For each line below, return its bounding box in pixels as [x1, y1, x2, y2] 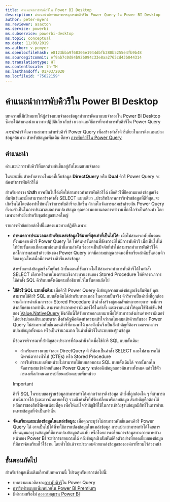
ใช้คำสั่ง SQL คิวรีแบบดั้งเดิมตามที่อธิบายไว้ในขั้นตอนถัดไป [12, 277, 110, 283]
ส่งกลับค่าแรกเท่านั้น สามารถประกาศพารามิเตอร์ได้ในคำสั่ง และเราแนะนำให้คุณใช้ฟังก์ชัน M [12, 304, 162, 311]
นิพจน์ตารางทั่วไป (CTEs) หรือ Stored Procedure [20, 353, 111, 359]
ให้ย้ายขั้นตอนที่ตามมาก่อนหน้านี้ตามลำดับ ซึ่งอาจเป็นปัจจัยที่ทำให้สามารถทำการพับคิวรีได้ [12, 244, 158, 250]
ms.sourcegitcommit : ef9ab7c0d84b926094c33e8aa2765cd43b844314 [5, 54, 142, 60]
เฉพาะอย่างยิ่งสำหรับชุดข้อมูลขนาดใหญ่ [5, 212, 69, 218]
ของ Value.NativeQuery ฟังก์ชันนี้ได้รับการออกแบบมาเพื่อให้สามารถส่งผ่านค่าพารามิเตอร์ [12, 310, 165, 316]
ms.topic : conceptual [5, 36, 51, 41]
